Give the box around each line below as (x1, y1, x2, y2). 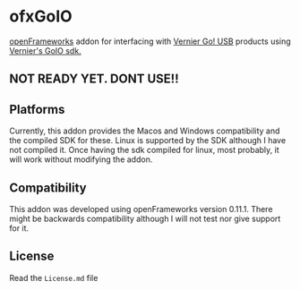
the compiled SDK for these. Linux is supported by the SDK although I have (9, 135, 287, 146)
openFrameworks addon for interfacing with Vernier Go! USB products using (9, 36, 291, 47)
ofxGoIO (9, 6, 73, 27)
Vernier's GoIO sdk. (9, 45, 82, 55)
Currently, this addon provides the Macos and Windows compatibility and (9, 125, 280, 136)
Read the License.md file (9, 272, 99, 283)
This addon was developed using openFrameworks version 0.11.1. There (9, 203, 273, 214)
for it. (9, 222, 30, 234)
